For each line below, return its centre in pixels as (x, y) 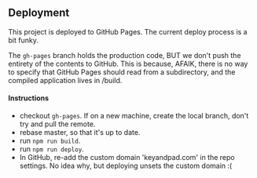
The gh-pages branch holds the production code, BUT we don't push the (125, 55)
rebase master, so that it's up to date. (80, 133)
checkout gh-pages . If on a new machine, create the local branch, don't (134, 116)
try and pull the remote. (57, 124)
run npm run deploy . (51, 149)
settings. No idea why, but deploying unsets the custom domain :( (126, 166)
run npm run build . (50, 141)
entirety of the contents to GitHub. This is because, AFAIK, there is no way (128, 64)
